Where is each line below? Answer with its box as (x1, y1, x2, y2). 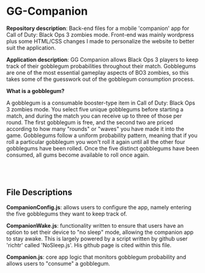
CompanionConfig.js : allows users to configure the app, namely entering (6, 203, 192, 211)
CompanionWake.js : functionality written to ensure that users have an (6, 222, 184, 229)
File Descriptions (6, 187, 72, 198)
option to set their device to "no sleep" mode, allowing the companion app (6, 228, 194, 236)
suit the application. (6, 44, 56, 51)
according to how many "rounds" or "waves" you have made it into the (6, 125, 185, 132)
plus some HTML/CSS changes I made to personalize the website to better (6, 37, 195, 45)
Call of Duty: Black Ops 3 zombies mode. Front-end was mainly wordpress (6, 31, 195, 38)
